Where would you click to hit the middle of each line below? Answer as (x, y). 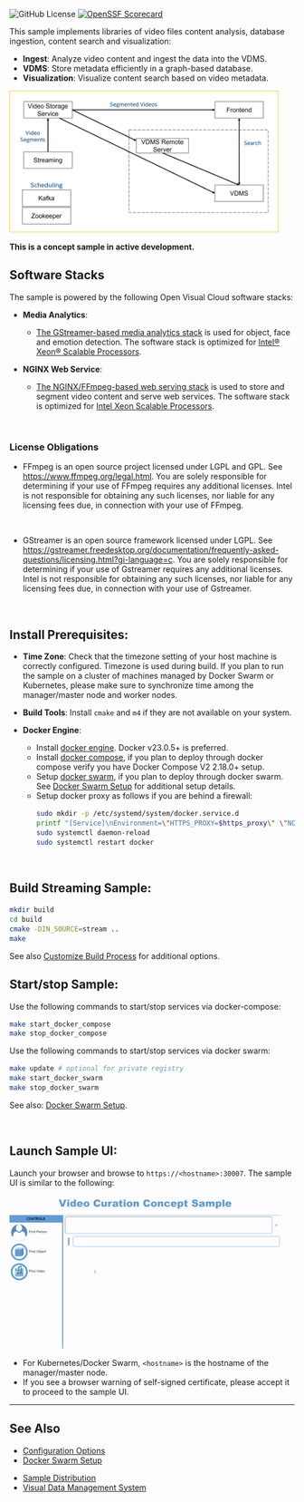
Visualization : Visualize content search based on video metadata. (145, 78)
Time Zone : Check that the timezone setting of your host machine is (150, 656)
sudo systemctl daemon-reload (93, 833)
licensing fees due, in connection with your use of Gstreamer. (137, 588)
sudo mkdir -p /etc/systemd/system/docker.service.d (138, 813)
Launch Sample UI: (63, 1151)
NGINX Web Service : (62, 369)
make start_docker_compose (60, 1024)
